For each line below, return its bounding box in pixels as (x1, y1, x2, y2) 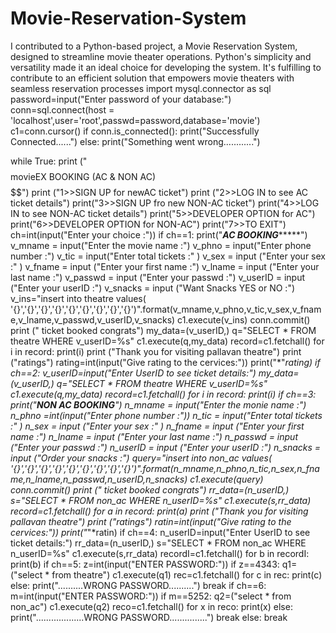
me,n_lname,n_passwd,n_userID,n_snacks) (10, 473, 188, 485)
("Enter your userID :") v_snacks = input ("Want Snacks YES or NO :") (10, 282, 296, 294)
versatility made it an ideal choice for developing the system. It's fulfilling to (10, 61, 322, 73)
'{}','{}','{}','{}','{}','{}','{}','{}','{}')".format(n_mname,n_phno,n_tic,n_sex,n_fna (10, 462, 320, 474)
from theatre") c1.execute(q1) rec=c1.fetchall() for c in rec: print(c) (51, 568, 323, 581)
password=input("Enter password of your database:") (10, 93, 232, 105)
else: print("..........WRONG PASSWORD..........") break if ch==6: (10, 579, 267, 591)
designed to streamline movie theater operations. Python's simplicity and (10, 50, 312, 62)
